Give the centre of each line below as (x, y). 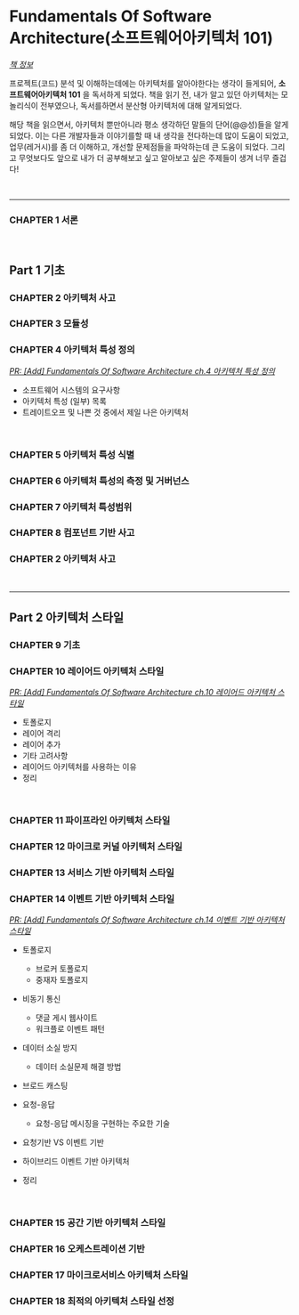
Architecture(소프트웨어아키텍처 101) (141, 38)
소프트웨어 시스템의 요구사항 (71, 390)
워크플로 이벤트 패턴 (70, 1029)
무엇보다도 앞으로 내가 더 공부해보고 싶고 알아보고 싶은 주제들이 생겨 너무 (144, 158)
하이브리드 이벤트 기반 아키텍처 (76, 1161)
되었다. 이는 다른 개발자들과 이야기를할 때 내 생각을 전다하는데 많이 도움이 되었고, (149, 135)
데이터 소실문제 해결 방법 (78, 1067)
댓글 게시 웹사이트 (66, 1018)
